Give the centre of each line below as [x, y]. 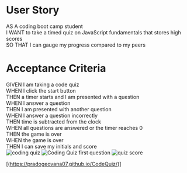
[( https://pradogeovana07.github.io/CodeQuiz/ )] [64, 164]
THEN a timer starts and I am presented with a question [73, 97]
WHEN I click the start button [41, 90]
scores [14, 38]
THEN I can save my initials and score [52, 146]
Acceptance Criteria [56, 68]
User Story [33, 10]
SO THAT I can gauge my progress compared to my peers [76, 45]
